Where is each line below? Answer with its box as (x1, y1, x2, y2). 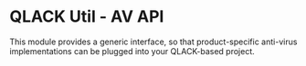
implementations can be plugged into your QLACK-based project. (9, 45, 255, 56)
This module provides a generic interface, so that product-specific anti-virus (9, 36, 298, 47)
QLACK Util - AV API (9, 6, 164, 27)
